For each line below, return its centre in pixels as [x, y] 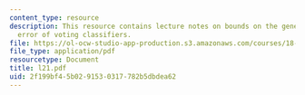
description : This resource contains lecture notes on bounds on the [144, 26]
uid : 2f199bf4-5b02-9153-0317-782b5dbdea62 [93, 77]
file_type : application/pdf [63, 52]
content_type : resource [54, 18]
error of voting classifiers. [74, 34]
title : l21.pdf [38, 69]
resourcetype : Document [54, 60]
